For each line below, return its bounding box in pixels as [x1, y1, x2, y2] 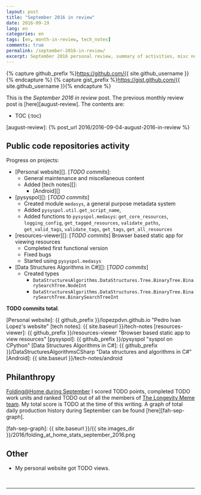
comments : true [6, 42, 44, 48]
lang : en [6, 25, 28, 32]
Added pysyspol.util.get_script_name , [23, 206, 121, 214]
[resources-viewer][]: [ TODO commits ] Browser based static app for [14, 232, 184, 239]
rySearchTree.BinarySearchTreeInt [32, 294, 119, 300]
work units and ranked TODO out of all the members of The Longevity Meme [6, 394, 195, 402]
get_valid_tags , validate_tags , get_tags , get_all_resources [23, 226, 172, 233]
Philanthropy [6, 372, 56, 382]
